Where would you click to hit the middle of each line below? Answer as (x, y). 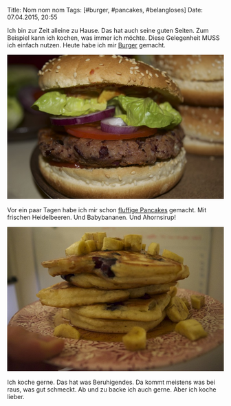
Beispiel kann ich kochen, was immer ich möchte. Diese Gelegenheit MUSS (113, 38)
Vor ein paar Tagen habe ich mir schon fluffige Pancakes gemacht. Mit (107, 210)
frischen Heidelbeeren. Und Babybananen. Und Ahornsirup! (92, 217)
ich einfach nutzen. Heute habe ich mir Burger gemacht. (87, 45)
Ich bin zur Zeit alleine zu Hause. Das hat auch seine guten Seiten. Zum (108, 31)
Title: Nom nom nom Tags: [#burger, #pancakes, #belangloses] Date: (105, 10)
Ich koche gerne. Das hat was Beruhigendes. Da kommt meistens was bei (111, 382)
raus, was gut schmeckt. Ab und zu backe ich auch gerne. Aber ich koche (112, 389)
